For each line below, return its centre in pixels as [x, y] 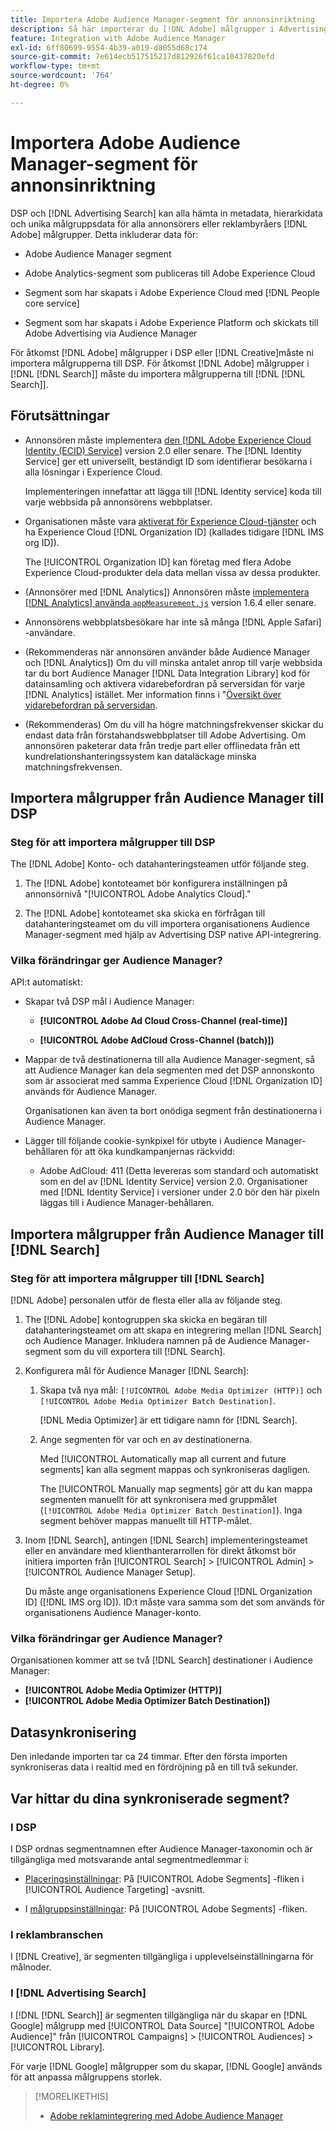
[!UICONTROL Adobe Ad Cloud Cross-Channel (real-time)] [163, 1021]
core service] [52, 303]
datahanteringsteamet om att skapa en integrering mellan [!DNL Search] [173, 1330]
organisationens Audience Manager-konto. [113, 1613]
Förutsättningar [60, 416]
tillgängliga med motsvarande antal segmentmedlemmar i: [130, 1859]
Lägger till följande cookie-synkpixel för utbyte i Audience [143, 1141]
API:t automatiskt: [46, 982]
